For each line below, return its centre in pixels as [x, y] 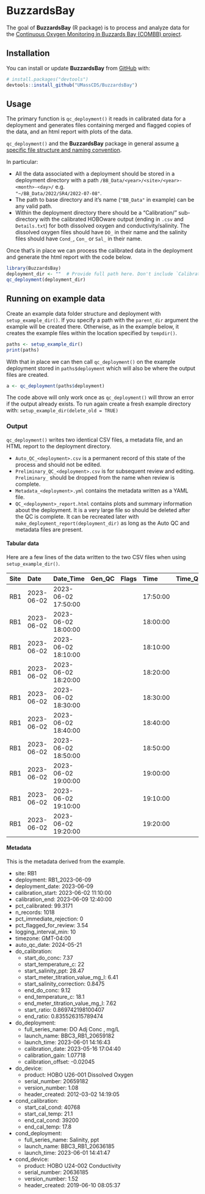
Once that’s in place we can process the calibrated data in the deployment [100, 251]
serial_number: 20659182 [56, 1081]
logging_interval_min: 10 [45, 932]
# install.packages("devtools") [47, 79]
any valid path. [34, 206]
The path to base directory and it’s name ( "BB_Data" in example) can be [105, 200]
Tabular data [23, 543]
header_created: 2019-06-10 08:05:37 [72, 1185]
